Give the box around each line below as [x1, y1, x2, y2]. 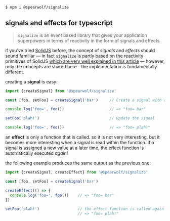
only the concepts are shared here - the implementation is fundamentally [5, 63, 157, 69]
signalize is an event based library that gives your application [17, 32, 147, 38]
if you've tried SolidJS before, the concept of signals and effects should [5, 47, 155, 53]
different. [5, 69, 24, 75]
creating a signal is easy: [5, 78, 58, 84]
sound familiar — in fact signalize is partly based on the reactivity [5, 53, 144, 59]
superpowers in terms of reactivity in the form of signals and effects [17, 37, 160, 43]
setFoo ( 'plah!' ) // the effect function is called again [5, 206, 164, 212]
